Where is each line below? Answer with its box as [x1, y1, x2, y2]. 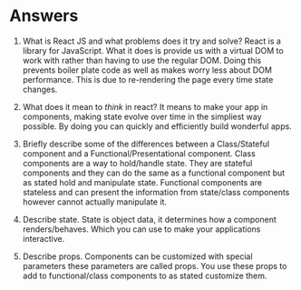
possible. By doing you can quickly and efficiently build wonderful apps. [22, 120, 292, 132]
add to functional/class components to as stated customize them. [22, 270, 267, 281]
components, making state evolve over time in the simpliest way [22, 111, 262, 122]
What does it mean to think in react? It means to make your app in [22, 101, 268, 112]
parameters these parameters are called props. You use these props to [22, 260, 287, 271]
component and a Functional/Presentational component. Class [22, 147, 256, 159]
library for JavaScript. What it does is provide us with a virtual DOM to [22, 45, 284, 55]
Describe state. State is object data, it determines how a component [22, 214, 277, 225]
